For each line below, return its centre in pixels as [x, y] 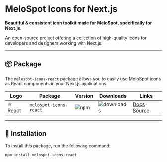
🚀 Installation [26, 133]
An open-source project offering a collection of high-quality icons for [76, 38]
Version [84, 96]
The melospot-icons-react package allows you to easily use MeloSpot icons [83, 79]
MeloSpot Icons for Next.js [61, 9]
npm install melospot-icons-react [41, 155]
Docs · [140, 104]
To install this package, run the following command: [58, 146]
